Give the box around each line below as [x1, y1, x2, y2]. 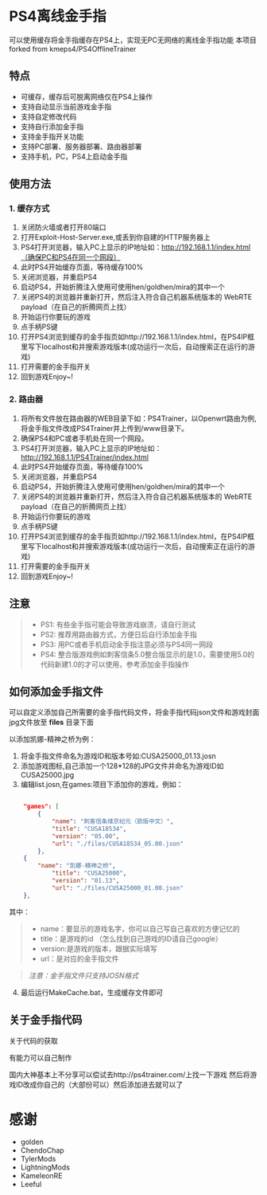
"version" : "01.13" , [51, 877, 120, 885]
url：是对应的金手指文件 [40, 954, 119, 963]
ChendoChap [20, 1146, 64, 1155]
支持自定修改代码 [20, 112, 77, 121]
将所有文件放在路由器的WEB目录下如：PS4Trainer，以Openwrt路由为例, [20, 413, 257, 423]
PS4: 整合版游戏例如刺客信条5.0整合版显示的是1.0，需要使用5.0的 [40, 649, 255, 659]
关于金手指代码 [9, 1013, 83, 1027]
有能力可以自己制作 [9, 1052, 72, 1062]
